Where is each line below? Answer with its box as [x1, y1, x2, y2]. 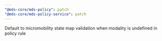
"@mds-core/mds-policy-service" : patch [4, 12, 87, 17]
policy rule [4, 30, 26, 36]
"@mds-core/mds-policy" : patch [4, 7, 69, 12]
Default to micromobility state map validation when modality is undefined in [4, 25, 158, 31]
